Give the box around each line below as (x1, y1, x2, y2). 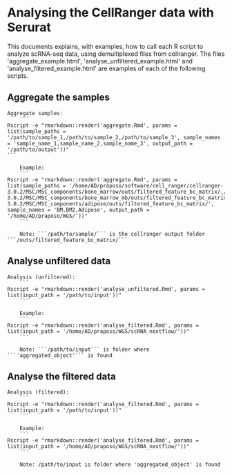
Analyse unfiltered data (7, 255, 111, 267)
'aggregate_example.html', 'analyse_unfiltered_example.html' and (7, 57, 193, 65)
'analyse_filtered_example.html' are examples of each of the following (7, 64, 206, 72)
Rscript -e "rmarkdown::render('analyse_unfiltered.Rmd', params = (7, 285, 206, 292)
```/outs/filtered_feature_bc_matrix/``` (7, 236, 128, 243)
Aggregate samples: (7, 110, 64, 117)
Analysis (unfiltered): (7, 274, 76, 281)
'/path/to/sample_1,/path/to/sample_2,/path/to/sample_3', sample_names (7, 134, 221, 141)
